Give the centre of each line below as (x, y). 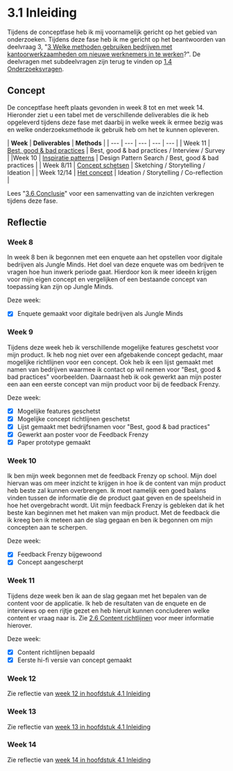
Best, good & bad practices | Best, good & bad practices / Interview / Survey (116, 150)
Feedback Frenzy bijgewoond (60, 554)
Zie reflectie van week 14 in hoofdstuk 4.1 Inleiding (79, 760)
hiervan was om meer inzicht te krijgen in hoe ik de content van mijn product (116, 483)
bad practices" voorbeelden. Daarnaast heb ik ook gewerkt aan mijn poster (114, 377)
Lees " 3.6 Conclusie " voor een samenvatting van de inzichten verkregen (111, 193)
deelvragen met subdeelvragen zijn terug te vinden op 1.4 (89, 61)
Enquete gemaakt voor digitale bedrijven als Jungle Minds (100, 314)
